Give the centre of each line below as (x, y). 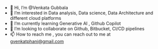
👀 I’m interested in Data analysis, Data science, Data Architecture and (82, 13)
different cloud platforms (36, 18)
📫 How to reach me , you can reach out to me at (60, 34)
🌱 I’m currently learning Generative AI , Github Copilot (65, 23)
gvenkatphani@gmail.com (37, 41)
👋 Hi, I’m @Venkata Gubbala (39, 8)
